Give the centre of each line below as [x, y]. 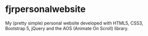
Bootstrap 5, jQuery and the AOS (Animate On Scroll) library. [67, 28]
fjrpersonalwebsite [46, 9]
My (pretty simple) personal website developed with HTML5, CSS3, [74, 23]
